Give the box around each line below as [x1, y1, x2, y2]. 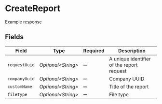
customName [7, 84, 32, 89]
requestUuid [7, 62, 35, 68]
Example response [5, 19, 42, 25]
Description [118, 47, 146, 54]
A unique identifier [109, 55, 151, 62]
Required [83, 47, 105, 54]
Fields [5, 33, 24, 41]
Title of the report [109, 83, 149, 90]
